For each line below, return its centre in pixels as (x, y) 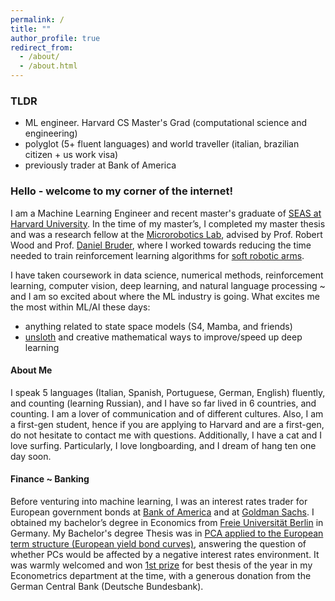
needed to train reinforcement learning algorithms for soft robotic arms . (157, 255)
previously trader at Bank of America (100, 165)
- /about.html (48, 66)
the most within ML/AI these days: (80, 307)
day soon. (31, 456)
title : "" (31, 29)
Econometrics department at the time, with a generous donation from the (161, 575)
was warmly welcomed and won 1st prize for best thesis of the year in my (161, 565)
